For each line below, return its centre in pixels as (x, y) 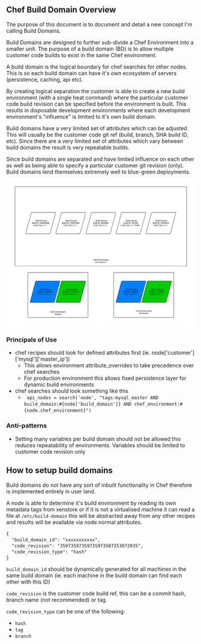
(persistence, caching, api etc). (45, 79)
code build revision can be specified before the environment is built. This (97, 104)
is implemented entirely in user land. (51, 491)
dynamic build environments (59, 385)
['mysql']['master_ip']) (42, 359)
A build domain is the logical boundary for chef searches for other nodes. (97, 67)
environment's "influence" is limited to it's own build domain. (81, 116)
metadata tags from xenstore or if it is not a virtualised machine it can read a (100, 509)
